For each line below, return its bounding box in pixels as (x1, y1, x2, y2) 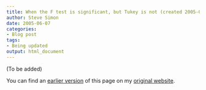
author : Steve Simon (6, 15, 59, 21)
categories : (6, 26, 37, 32)
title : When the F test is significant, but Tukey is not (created (6, 9, 183, 15)
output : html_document (6, 49, 64, 55)
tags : (6, 37, 20, 43)
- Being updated (6, 43, 48, 49)
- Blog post (6, 32, 37, 38)
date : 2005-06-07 (6, 20, 51, 26)
